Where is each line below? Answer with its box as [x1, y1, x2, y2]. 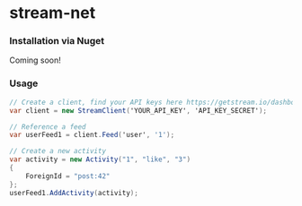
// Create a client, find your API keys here [9, 98, 182, 107]
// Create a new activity [9, 147, 106, 156]
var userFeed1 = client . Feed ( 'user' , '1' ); [9, 131, 175, 140]
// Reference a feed [9, 122, 87, 132]
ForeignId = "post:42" [25, 171, 111, 181]
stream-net [9, 3, 96, 23]
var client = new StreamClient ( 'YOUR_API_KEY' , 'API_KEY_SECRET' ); [9, 106, 268, 115]
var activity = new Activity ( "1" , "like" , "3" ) [9, 155, 191, 164]
